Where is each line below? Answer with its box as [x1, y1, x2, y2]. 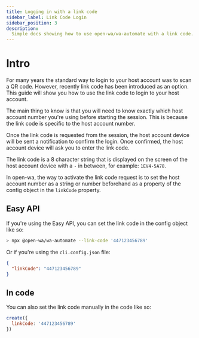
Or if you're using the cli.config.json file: [6, 248, 111, 255]
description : [6, 25, 39, 32]
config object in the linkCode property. [6, 187, 101, 194]
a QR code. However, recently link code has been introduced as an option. [6, 83, 189, 90]
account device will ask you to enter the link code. [6, 144, 130, 151]
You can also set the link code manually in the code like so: [6, 303, 151, 311]
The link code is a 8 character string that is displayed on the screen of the [6, 156, 188, 163]
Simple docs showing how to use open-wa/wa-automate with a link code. [11, 31, 194, 37]
